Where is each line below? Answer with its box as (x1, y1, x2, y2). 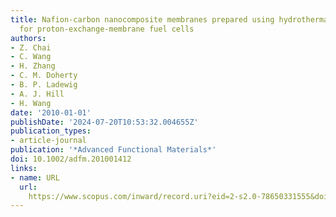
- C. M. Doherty (10, 71, 78, 81)
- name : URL (10, 172, 60, 183)
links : (10, 163, 38, 173)
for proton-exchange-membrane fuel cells (19, 24, 195, 34)
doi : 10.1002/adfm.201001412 (10, 154, 132, 164)
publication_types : (10, 126, 92, 136)
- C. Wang (10, 52, 52, 62)
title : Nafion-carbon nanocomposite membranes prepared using (10, 14, 275, 25)
